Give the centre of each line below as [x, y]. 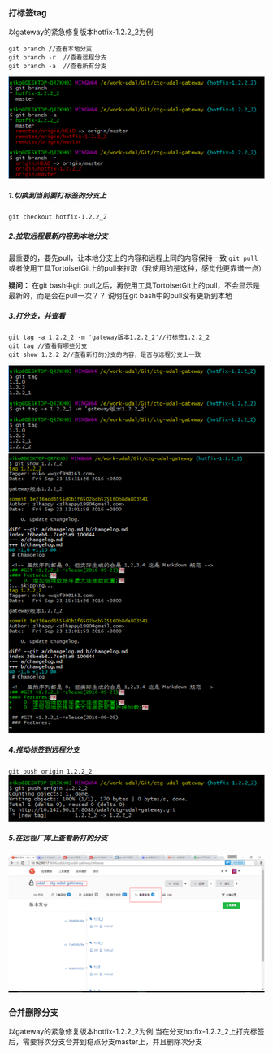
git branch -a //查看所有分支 [58, 67]
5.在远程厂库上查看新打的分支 [58, 838]
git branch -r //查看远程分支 [58, 58]
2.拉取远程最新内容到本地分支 [58, 236]
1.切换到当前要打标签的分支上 [58, 195]
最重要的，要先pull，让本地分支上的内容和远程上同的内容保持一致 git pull [133, 258]
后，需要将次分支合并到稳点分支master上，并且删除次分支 [106, 1042]
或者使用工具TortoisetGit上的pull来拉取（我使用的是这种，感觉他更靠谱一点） [137, 268]
